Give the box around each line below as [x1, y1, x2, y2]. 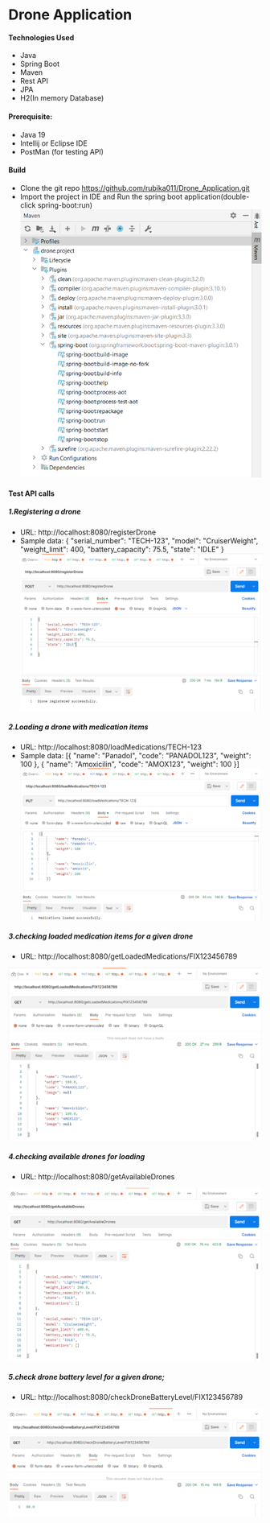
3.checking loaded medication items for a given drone [8, 931, 194, 941]
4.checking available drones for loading [8, 1152, 145, 1162]
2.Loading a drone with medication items [8, 722, 149, 732]
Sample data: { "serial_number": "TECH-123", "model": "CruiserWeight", [19, 535, 259, 545]
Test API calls [8, 489, 55, 498]
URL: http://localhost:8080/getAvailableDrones [19, 1172, 175, 1182]
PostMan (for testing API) [19, 147, 104, 156]
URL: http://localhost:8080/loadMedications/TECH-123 [19, 742, 202, 752]
